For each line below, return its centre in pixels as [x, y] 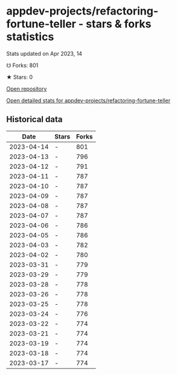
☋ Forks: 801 [22, 65]
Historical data [34, 119]
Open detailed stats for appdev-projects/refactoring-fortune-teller [88, 100]
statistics [30, 37]
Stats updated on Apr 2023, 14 [44, 53]
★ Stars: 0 [20, 77]
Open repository [27, 88]
